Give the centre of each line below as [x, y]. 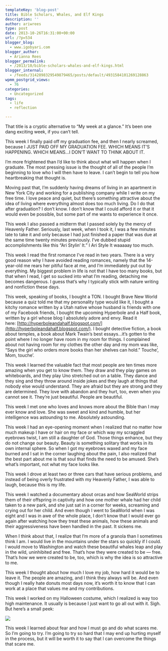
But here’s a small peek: [29, 609]
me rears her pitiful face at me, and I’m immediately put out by [87, 266]
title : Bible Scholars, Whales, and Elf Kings [54, 15]
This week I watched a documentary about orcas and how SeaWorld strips [82, 494]
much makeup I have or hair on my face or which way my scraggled [75, 432]
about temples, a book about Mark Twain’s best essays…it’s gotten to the [80, 334]
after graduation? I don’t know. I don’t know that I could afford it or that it [80, 209]
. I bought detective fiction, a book [126, 329]
